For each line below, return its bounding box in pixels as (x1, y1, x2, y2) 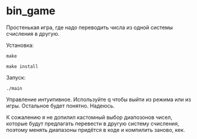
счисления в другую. (6, 30, 60, 37)
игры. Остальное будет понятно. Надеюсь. (6, 102, 115, 109)
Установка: (6, 42, 34, 49)
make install (6, 64, 39, 69)
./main (6, 85, 23, 91)
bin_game (6, 4, 56, 18)
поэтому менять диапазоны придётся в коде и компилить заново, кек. (6, 126, 186, 133)
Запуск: (6, 74, 26, 81)
